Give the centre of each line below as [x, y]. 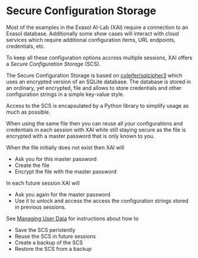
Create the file [32, 165]
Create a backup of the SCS [49, 242]
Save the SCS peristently [45, 230]
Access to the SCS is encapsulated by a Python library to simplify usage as [98, 105]
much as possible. [28, 112]
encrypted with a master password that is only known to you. [80, 136]
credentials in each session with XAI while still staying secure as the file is [96, 130]
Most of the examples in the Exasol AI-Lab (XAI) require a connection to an [97, 27]
